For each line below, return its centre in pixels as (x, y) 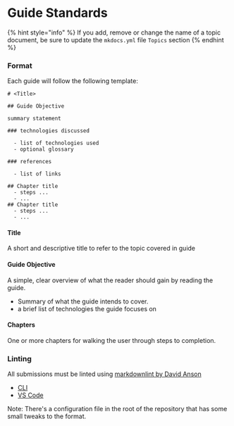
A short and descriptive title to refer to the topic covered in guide (101, 249)
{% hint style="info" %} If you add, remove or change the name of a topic (114, 32)
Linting (19, 358)
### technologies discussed (49, 131)
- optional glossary (44, 149)
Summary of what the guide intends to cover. (83, 301)
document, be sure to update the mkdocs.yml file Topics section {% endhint (116, 39)
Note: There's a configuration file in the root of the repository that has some (117, 409)
